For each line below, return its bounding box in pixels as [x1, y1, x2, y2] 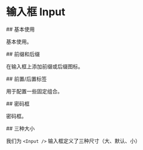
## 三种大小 [6, 125, 35, 132]
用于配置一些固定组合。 [6, 88, 63, 95]
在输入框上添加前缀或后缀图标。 [6, 62, 83, 70]
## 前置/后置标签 [6, 75, 47, 82]
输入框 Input [6, 5, 66, 19]
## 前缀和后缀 [6, 50, 40, 57]
